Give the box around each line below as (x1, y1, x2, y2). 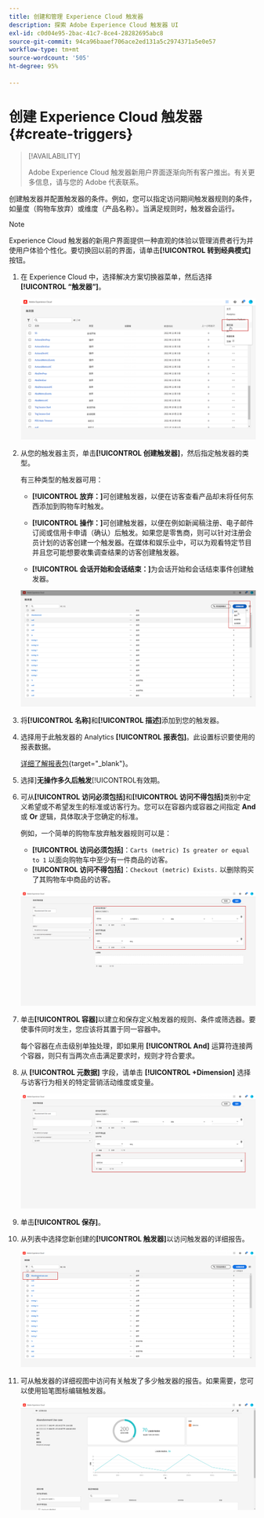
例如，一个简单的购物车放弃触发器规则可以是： (20, 828, 172, 838)
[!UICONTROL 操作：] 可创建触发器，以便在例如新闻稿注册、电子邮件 (31, 518, 254, 527)
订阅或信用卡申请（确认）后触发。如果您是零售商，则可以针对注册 (31, 527, 245, 537)
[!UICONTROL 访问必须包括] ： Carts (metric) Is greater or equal (31, 845, 250, 854)
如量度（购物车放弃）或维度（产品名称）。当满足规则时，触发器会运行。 (9, 203, 239, 213)
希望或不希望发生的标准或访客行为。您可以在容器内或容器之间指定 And (27, 801, 256, 811)
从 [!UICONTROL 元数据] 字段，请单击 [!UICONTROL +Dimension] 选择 (20, 1067, 251, 1076)
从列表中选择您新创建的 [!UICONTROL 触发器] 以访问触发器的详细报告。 (20, 1234, 249, 1243)
